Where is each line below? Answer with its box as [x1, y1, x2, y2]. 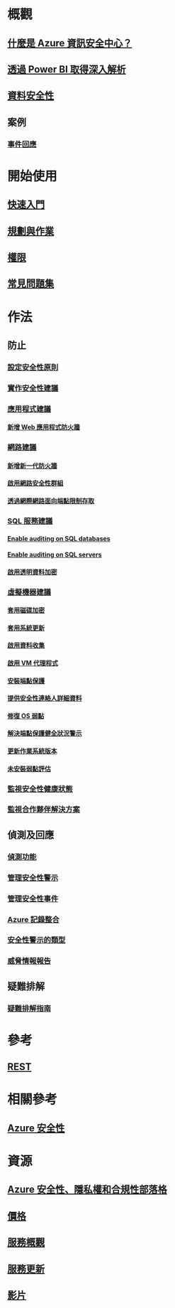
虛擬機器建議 [7, 587, 52, 597]
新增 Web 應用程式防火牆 [7, 423, 80, 431]
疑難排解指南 [7, 1003, 52, 1013]
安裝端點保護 [7, 676, 45, 685]
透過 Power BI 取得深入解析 [7, 63, 126, 75]
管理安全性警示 [7, 872, 59, 882]
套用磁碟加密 [7, 606, 45, 615]
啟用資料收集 [7, 641, 45, 650]
